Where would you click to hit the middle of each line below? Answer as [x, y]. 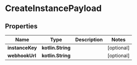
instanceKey [22, 48]
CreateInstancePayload [53, 8]
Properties [21, 26]
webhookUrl [22, 56]
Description [89, 40]
